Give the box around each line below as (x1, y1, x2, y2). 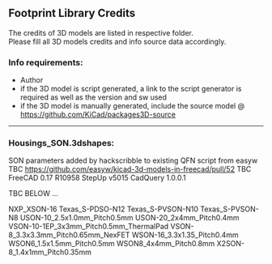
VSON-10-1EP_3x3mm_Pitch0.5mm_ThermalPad (8, 222, 169, 232)
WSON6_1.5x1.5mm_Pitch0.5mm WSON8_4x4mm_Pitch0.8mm (8, 239, 215, 249)
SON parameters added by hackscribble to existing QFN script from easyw (8, 155, 258, 165)
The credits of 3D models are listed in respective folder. (8, 28, 194, 37)
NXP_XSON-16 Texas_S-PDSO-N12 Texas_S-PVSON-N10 (8, 204, 199, 214)
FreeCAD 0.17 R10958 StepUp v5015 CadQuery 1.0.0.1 (8, 173, 186, 183)
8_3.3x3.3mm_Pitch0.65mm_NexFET (8, 230, 131, 240)
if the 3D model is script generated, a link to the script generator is (19, 84, 242, 94)
